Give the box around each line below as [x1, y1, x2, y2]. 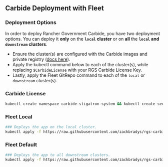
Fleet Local [5, 113, 32, 120]
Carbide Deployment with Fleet [5, 4, 104, 13]
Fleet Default [5, 141, 37, 148]
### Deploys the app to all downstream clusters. [5, 152, 111, 157]
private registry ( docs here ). [12, 56, 70, 62]
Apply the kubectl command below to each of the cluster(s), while [12, 61, 148, 67]
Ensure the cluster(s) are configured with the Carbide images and [12, 51, 147, 57]
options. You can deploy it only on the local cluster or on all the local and [5, 36, 159, 42]
